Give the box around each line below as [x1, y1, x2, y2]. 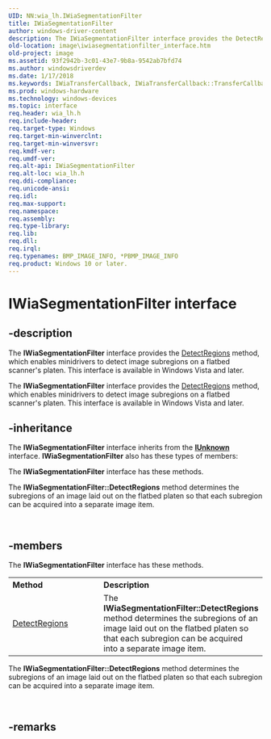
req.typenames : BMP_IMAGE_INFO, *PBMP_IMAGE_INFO [8, 252, 179, 260]
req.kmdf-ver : [8, 147, 56, 155]
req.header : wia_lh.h [8, 110, 81, 118]
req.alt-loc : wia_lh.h [8, 170, 85, 178]
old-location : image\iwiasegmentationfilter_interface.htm [8, 42, 211, 50]
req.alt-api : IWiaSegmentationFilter [8, 162, 135, 170]
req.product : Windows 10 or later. [8, 259, 128, 267]
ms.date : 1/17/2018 [8, 72, 74, 80]
